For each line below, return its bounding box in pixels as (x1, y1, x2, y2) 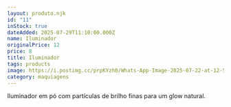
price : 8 (7, 48, 32, 55)
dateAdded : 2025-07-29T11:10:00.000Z (7, 29, 115, 36)
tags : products (7, 61, 51, 67)
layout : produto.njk (7, 10, 67, 17)
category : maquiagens (7, 73, 69, 80)
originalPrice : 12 (7, 42, 60, 48)
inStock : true (7, 22, 48, 29)
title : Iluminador (7, 55, 60, 61)
